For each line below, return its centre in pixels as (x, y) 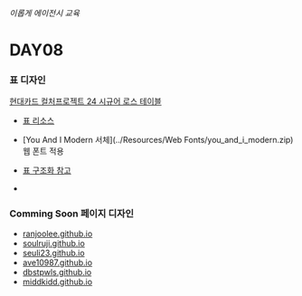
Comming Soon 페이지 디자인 (71, 214)
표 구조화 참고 (47, 170)
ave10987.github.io (57, 263)
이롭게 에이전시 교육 (44, 13)
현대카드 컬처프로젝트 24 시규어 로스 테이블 (85, 101)
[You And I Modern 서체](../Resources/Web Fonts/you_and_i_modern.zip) (158, 140)
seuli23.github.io (53, 253)
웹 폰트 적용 (43, 151)
